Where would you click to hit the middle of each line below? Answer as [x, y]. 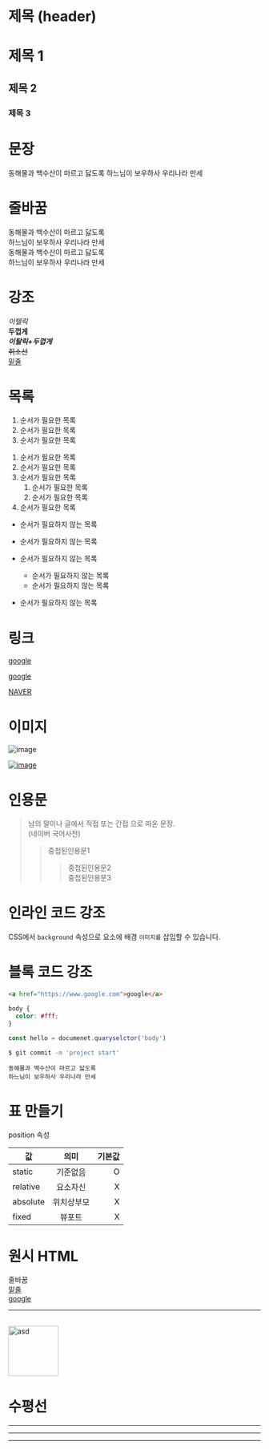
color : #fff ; [37, 1016]
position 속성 [29, 1135]
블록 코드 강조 [50, 972]
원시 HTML [43, 1256]
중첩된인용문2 [90, 868]
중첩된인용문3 [90, 878]
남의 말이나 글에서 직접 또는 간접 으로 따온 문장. [101, 824]
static [23, 1172]
